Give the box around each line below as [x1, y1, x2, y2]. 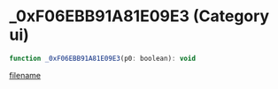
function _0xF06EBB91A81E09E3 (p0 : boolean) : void [9, 54, 197, 63]
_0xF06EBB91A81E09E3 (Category [9, 6, 270, 26]
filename [9, 70, 42, 80]
